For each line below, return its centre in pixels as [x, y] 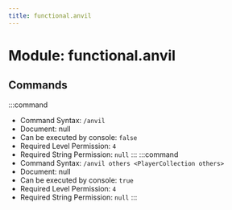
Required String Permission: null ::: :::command [99, 154]
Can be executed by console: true [77, 180]
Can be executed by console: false [79, 137]
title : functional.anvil [50, 16]
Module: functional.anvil [92, 55]
